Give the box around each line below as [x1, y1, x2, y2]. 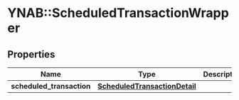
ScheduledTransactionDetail [97, 82, 197, 91]
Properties [7, 48, 55, 60]
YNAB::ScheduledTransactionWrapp [7, 5, 229, 21]
